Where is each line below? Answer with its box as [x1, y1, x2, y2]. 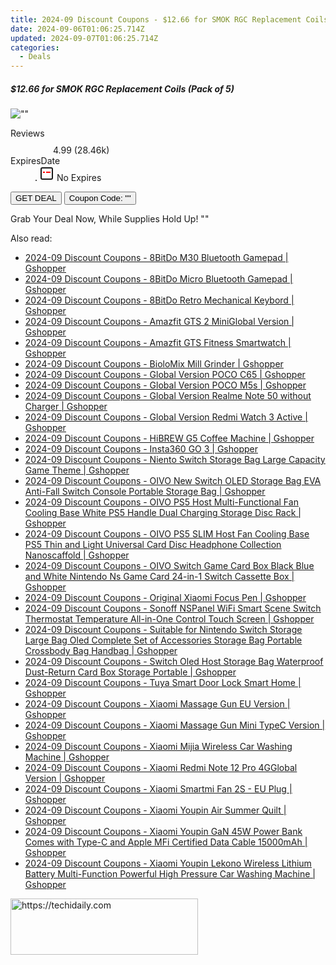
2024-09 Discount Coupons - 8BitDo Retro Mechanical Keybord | [24, 294, 295, 306]
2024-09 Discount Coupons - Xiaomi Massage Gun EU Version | [24, 698, 291, 710]
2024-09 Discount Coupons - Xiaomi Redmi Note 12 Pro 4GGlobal [24, 762, 298, 774]
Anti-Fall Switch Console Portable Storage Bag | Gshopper [24, 486, 266, 498]
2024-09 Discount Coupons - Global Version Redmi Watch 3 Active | [24, 411, 308, 423]
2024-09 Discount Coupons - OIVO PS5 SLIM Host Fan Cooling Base [24, 528, 310, 540]
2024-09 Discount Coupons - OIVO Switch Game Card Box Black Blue [24, 560, 315, 572]
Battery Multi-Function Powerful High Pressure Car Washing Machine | [24, 868, 317, 880]
